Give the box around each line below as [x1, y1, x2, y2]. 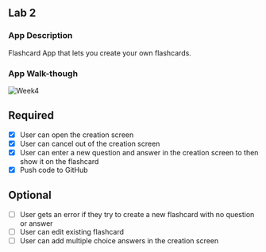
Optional [8, 189, 52, 202]
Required [8, 109, 54, 122]
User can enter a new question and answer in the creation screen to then [19, 147, 259, 157]
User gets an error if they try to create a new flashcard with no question [19, 209, 255, 219]
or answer [19, 218, 53, 228]
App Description [8, 30, 73, 41]
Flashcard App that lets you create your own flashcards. [8, 48, 192, 58]
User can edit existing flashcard [19, 227, 125, 236]
